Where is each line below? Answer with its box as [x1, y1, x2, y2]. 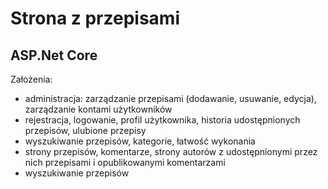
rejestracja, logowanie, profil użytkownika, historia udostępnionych [24, 114, 301, 126]
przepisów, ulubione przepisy [24, 125, 147, 136]
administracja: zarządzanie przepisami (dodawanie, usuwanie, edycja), [24, 93, 317, 104]
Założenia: [10, 73, 53, 85]
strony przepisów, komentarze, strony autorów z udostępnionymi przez [24, 146, 318, 157]
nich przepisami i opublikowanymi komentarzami [24, 157, 226, 168]
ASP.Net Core [10, 47, 98, 64]
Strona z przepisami [10, 7, 180, 30]
